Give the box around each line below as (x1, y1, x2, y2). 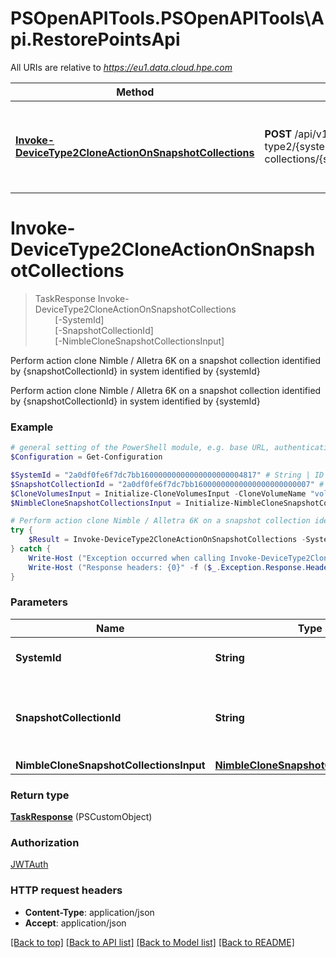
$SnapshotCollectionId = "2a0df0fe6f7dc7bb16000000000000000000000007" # (10, 479, 325, 489)
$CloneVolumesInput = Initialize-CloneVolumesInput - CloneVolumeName (10, 488, 307, 499)
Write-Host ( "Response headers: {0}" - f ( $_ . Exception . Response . (28, 562, 307, 572)
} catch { (10, 544, 52, 554)
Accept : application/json (24, 917, 127, 929)
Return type (10, 788, 70, 802)
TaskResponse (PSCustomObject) (10, 811, 153, 823)
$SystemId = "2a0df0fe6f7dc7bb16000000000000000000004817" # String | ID (10, 470, 325, 480)
